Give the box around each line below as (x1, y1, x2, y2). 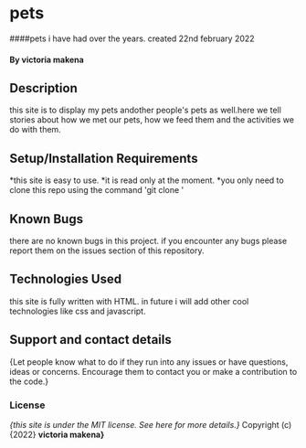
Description (9, 80, 78, 96)
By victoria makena (9, 54, 84, 65)
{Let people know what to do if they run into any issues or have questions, (9, 356, 289, 368)
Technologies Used (9, 272, 121, 287)
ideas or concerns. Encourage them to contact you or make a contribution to (9, 366, 298, 377)
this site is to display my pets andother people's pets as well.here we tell (9, 104, 281, 116)
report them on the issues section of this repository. (9, 245, 205, 256)
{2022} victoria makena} (9, 429, 105, 440)
